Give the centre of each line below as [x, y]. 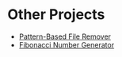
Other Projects [56, 15]
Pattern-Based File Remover [65, 36]
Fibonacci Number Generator [67, 44]
